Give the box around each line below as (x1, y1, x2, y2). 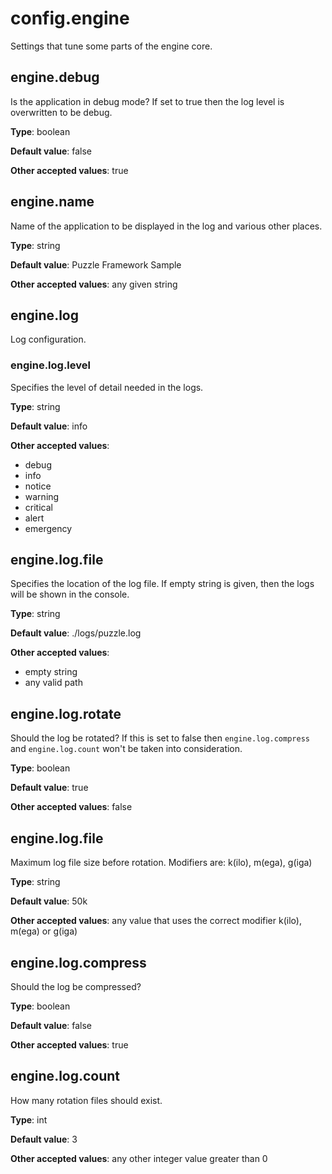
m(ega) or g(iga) (10, 925, 78, 937)
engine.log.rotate (10, 705, 122, 722)
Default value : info (10, 420, 88, 432)
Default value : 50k (10, 895, 88, 907)
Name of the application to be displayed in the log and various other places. (10, 220, 323, 232)
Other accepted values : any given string (10, 278, 178, 290)
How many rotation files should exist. (10, 1094, 163, 1106)
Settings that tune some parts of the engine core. (10, 40, 213, 52)
